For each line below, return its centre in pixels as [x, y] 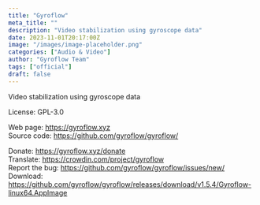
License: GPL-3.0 [36, 112]
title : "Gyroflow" [38, 15]
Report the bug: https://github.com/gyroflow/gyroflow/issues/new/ [117, 167]
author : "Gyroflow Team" [49, 60]
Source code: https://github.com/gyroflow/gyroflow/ [93, 136]
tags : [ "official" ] [40, 67]
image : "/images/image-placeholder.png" [76, 45]
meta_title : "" [33, 23]
